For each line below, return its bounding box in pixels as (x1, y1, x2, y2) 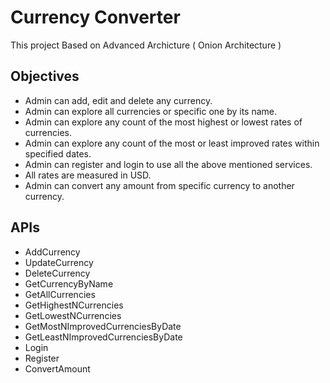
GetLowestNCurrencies (24, 309, 122, 321)
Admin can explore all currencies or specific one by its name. (24, 105, 278, 117)
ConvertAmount (24, 362, 91, 375)
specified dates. (24, 147, 92, 160)
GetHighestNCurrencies (24, 299, 124, 311)
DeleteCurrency (24, 267, 91, 279)
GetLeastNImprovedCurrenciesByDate (24, 331, 183, 343)
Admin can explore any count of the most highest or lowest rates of (24, 116, 303, 128)
